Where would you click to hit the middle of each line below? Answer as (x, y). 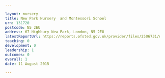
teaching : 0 (17, 41)
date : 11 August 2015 (27, 64)
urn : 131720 (17, 23)
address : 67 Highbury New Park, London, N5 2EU (55, 32)
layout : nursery (22, 14)
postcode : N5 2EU (23, 27)
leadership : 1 (20, 50)
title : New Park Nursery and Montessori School (56, 18)
